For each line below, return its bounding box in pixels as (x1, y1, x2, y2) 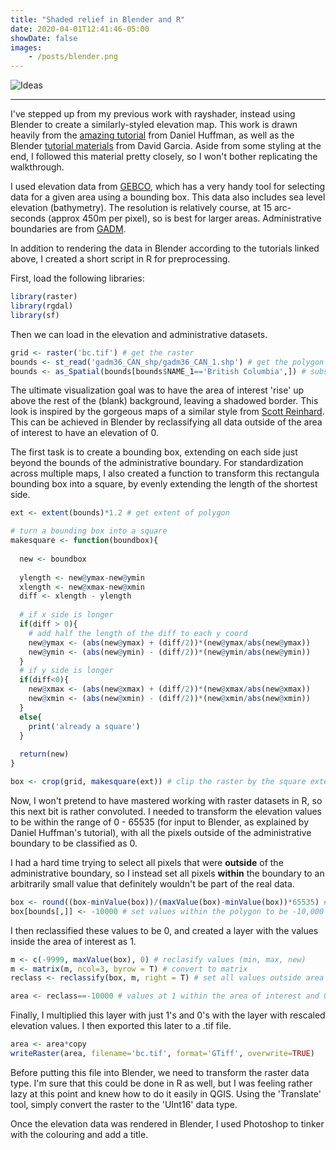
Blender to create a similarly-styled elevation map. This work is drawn (10, 119, 298, 131)
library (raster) (10, 292, 78, 302)
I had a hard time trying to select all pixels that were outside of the (10, 856, 284, 868)
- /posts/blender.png (28, 52, 118, 62)
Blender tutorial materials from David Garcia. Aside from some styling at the (10, 140, 322, 152)
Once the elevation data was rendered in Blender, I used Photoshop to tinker (10, 1117, 325, 1130)
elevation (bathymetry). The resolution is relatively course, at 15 (10, 202, 272, 214)
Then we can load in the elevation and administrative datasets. (10, 328, 268, 340)
